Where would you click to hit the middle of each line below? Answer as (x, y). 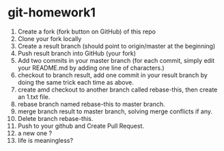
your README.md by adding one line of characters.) (91, 68)
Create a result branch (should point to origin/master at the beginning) (116, 46)
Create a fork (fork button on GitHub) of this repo (87, 31)
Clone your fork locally (50, 38)
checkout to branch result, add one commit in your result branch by (112, 75)
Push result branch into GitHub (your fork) (76, 53)
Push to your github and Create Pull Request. (81, 126)
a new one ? (35, 133)
